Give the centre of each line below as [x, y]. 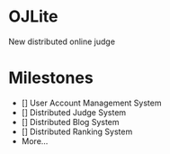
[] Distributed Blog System [70, 122]
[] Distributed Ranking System [77, 131]
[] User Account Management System [91, 103]
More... [35, 140]
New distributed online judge [62, 41]
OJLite [34, 17]
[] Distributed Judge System [74, 112]
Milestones [51, 78]
